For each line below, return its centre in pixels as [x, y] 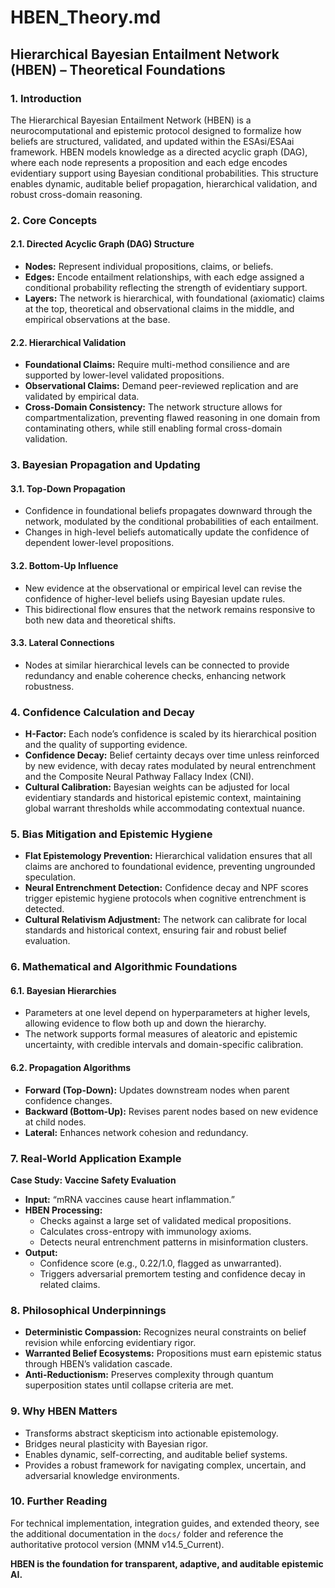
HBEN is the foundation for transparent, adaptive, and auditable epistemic [167, 1563]
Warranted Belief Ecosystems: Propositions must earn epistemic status [173, 1353]
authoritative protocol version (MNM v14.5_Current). [117, 1544]
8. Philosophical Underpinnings [88, 1310]
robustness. [49, 686]
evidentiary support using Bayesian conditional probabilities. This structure [164, 173]
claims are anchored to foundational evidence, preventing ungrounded [170, 867]
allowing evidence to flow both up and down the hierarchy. [145, 1023]
